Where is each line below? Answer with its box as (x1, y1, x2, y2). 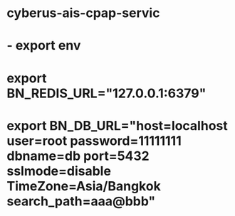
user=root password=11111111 (6, 133, 182, 148)
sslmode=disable (6, 163, 112, 179)
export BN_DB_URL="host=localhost (6, 117, 229, 134)
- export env (6, 38, 81, 54)
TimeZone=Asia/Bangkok (6, 178, 161, 194)
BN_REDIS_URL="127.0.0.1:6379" (6, 85, 207, 101)
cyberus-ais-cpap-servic (6, 5, 160, 21)
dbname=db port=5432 (6, 148, 150, 164)
